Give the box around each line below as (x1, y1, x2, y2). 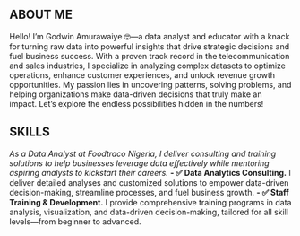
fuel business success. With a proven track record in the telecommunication (9, 50, 290, 61)
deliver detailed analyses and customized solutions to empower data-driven (9, 177, 289, 188)
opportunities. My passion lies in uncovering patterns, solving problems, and (9, 79, 292, 90)
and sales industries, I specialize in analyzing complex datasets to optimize (9, 60, 287, 71)
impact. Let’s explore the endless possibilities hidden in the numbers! (9, 98, 264, 109)
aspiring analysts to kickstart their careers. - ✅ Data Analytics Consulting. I (9, 167, 291, 178)
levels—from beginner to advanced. (9, 215, 141, 227)
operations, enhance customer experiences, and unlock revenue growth (9, 69, 276, 80)
